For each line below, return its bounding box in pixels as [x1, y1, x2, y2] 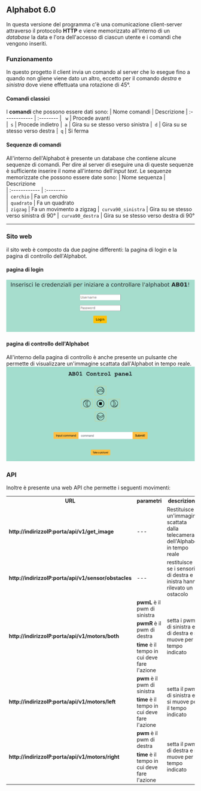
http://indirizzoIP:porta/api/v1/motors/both [8, 633, 120, 640]
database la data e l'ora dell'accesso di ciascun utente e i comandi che [6, 33, 181, 41]
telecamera [166, 531, 195, 539]
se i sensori [166, 565, 196, 572]
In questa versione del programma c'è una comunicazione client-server [6, 20, 182, 28]
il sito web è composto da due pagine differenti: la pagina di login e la [6, 246, 178, 253]
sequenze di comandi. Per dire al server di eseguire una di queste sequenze [6, 161, 194, 168]
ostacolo [166, 590, 188, 597]
